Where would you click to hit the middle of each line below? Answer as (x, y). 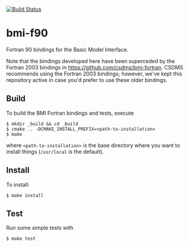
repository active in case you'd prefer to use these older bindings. (87, 80)
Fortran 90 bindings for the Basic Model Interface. (67, 49)
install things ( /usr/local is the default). (55, 151)
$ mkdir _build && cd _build (42, 124)
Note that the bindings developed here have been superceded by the (91, 61)
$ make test (21, 239)
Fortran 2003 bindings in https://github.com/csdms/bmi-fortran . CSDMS (95, 67)
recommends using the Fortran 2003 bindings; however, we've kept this (94, 74)
